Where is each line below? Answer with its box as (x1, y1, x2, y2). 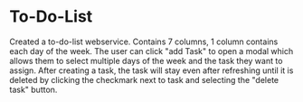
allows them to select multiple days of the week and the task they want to (9, 55, 283, 66)
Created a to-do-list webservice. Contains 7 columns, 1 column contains (9, 36, 279, 47)
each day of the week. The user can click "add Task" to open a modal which (9, 45, 294, 56)
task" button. (9, 84, 58, 95)
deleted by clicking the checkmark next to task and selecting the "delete (9, 74, 279, 85)
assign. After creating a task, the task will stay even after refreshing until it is (9, 65, 294, 76)
